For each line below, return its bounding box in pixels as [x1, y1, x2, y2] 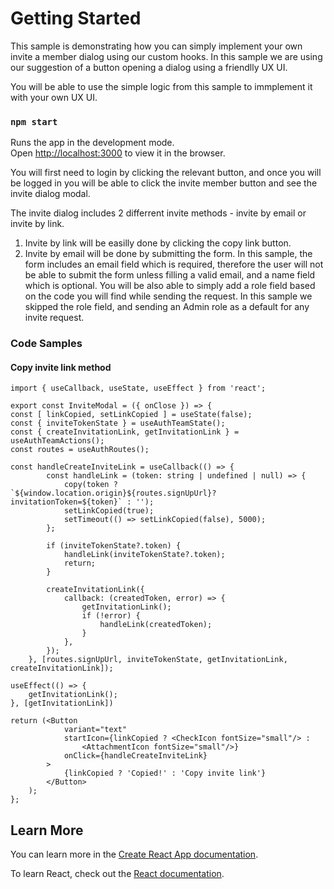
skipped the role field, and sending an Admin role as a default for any [24, 301, 310, 313]
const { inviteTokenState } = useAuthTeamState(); [10, 418, 226, 429]
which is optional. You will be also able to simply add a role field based [24, 280, 316, 292]
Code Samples [10, 337, 83, 351]
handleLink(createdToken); [99, 620, 213, 630]
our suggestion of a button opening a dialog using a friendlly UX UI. [10, 61, 288, 73]
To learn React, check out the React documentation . [10, 868, 225, 880]
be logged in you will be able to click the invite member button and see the [10, 177, 318, 189]
